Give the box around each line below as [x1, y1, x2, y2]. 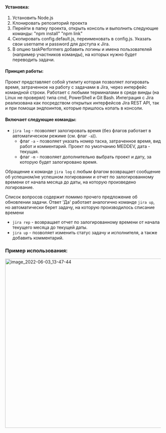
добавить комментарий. [12, 235, 64, 241]
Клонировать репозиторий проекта [12, 20, 87, 26]
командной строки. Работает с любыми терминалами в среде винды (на [5, 89, 160, 96]
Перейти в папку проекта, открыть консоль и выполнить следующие [12, 25, 159, 32]
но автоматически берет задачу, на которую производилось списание [5, 204, 155, 210]
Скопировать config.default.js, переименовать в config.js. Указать [12, 36, 152, 42]
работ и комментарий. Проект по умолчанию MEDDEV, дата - [19, 143, 151, 149]
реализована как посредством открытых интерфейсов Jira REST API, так [5, 100, 160, 106]
